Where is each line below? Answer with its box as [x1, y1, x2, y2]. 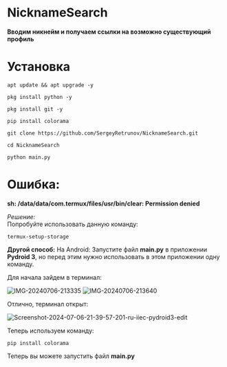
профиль [7, 34, 34, 43]
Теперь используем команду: [7, 326, 94, 335]
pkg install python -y [7, 93, 72, 100]
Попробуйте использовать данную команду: [7, 220, 139, 228]
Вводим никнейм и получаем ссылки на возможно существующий [7, 27, 211, 36]
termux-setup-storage [7, 233, 69, 240]
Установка [7, 59, 71, 75]
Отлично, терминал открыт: [7, 300, 89, 308]
